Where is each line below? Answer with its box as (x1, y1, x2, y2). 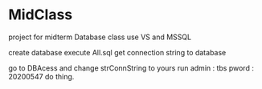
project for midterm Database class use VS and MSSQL (8, 32, 191, 42)
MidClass (8, 6, 73, 24)
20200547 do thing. (8, 71, 75, 81)
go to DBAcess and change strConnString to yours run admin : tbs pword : (8, 63, 255, 73)
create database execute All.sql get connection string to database (8, 47, 227, 57)
